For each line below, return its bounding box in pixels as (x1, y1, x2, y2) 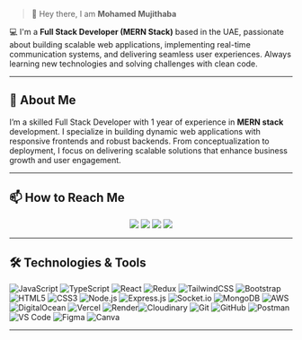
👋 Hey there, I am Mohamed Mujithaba (31, 9, 177, 19)
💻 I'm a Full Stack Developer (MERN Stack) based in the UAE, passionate (9, 27, 285, 37)
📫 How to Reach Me (9, 190, 125, 205)
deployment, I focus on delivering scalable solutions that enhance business (9, 144, 289, 156)
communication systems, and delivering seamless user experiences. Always (9, 49, 292, 59)
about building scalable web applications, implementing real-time (9, 39, 252, 49)
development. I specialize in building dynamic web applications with (9, 126, 261, 136)
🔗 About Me (9, 92, 76, 108)
